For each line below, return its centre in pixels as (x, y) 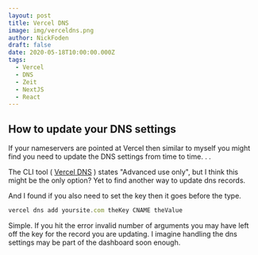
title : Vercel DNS (39, 23)
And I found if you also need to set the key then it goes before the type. (125, 196)
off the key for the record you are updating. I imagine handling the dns (123, 234)
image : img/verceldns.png (51, 30)
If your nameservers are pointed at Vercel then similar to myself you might (129, 149)
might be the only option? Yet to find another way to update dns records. (127, 180)
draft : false (30, 45)
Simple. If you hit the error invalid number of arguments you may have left (129, 225)
